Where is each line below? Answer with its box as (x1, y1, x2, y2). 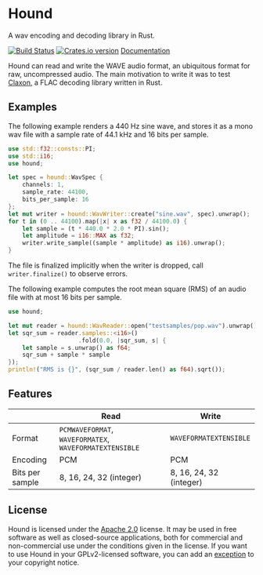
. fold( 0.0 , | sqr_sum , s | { (77, 337, 167, 344)
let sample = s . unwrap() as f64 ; (22, 344, 131, 351)
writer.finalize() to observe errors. (8, 269, 128, 278)
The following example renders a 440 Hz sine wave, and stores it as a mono (8, 121, 253, 130)
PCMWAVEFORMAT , (59, 424, 114, 435)
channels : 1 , (22, 181, 65, 189)
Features (8, 388, 52, 401)
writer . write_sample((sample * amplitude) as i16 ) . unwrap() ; (22, 239, 225, 247)
